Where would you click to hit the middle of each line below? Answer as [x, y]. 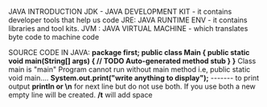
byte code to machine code [54, 37]
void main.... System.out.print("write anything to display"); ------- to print [134, 78]
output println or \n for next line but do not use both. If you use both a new [132, 86]
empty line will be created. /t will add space [80, 95]
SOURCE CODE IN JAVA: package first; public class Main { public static [129, 52]
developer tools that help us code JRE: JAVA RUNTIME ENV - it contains [128, 20]
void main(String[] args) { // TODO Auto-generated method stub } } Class [132, 61]
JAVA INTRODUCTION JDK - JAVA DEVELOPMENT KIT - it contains [120, 12]
